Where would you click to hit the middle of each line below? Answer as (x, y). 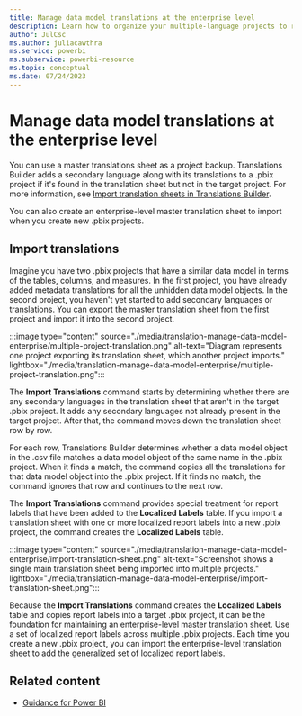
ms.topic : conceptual (50, 68)
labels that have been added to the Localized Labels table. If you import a (146, 512)
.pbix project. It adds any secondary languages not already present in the (145, 411)
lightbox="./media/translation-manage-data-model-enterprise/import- (139, 578)
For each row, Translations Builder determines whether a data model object (148, 448)
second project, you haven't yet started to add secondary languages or (141, 299)
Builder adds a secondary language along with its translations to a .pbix (142, 174)
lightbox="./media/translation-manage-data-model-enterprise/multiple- (142, 365)
